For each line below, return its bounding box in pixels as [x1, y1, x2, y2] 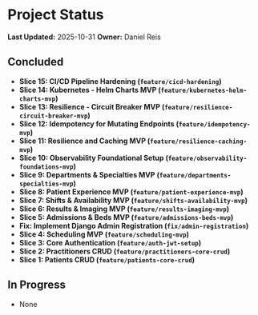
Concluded [7, 55, 64, 69]
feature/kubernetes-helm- [160, 86, 248, 94]
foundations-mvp [18, 162, 74, 171]
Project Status [7, 6, 105, 24]
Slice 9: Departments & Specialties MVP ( [18, 169, 159, 179]
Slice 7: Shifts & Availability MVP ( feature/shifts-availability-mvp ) [18, 195, 248, 205]
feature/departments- [159, 171, 232, 179]
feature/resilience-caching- [150, 138, 248, 146]
